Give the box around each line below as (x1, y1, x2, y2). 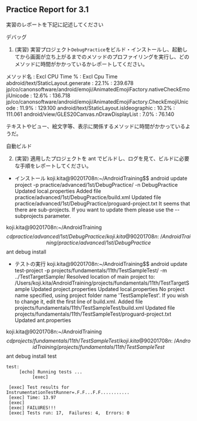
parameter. (45, 212, 72, 219)
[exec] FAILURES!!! (8, 405, 57, 410)
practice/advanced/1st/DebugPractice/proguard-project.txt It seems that (14, 200, 191, 207)
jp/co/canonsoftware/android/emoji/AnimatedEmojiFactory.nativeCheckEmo (6, 85, 190, 93)
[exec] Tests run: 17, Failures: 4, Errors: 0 (8, 410, 130, 416)
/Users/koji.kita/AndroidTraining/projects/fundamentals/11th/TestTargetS (14, 279, 189, 286)
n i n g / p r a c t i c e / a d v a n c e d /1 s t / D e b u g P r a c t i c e (46, 239, 151, 246)
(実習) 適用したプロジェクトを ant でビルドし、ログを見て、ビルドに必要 (14, 155, 189, 162)
